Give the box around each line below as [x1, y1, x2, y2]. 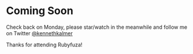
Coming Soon [6, 4, 73, 18]
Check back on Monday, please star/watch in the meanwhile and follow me [6, 23, 188, 31]
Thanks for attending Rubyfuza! [6, 41, 83, 48]
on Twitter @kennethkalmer [6, 29, 73, 36]
